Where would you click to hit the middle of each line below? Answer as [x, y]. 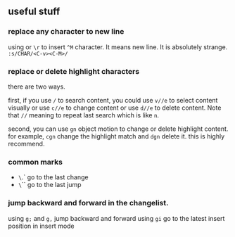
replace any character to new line [66, 32]
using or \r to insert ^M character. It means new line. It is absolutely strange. [118, 47]
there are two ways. [37, 87]
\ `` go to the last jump [50, 185]
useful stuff [34, 12]
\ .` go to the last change [53, 177]
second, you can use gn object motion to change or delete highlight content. [118, 129]
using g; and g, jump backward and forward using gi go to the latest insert [116, 218]
